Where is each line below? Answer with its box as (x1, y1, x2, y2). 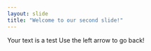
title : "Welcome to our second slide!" (7, 17, 124, 24)
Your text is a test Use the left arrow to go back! (7, 36, 145, 44)
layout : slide (7, 10, 49, 17)
